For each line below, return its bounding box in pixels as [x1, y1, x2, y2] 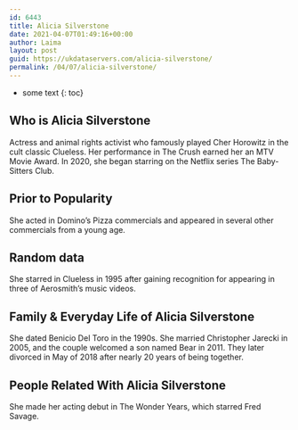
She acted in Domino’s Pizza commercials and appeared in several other [9, 215, 274, 226]
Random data [9, 250, 85, 265]
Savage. [9, 410, 40, 421]
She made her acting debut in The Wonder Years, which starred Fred [9, 401, 262, 411]
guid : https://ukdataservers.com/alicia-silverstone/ [9, 54, 213, 63]
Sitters [9, 165, 34, 176]
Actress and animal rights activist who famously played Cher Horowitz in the [9, 136, 289, 147]
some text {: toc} [21, 87, 85, 98]
